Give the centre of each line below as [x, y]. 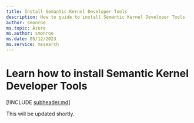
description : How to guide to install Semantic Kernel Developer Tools [96, 17]
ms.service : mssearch [33, 45]
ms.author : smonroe [30, 34]
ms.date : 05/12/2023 [31, 39]
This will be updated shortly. [40, 114]
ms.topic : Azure [26, 28]
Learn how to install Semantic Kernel [98, 74]
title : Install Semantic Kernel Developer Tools [67, 11]
